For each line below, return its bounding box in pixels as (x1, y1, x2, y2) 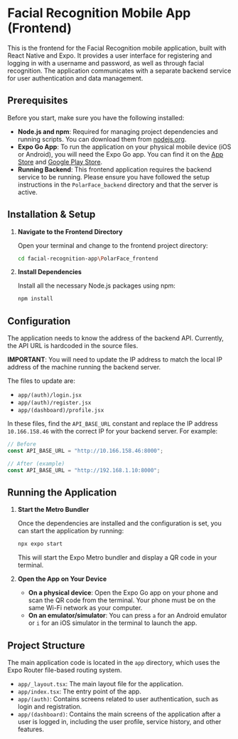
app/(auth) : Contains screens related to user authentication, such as (17, 695, 219, 703)
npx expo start (17, 540, 63, 547)
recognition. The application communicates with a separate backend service (7, 66, 232, 75)
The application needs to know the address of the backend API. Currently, (7, 334, 224, 342)
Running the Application (7, 486, 117, 499)
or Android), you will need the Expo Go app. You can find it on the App (17, 150, 224, 158)
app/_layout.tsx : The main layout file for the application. (17, 680, 183, 688)
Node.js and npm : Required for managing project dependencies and (17, 127, 218, 136)
